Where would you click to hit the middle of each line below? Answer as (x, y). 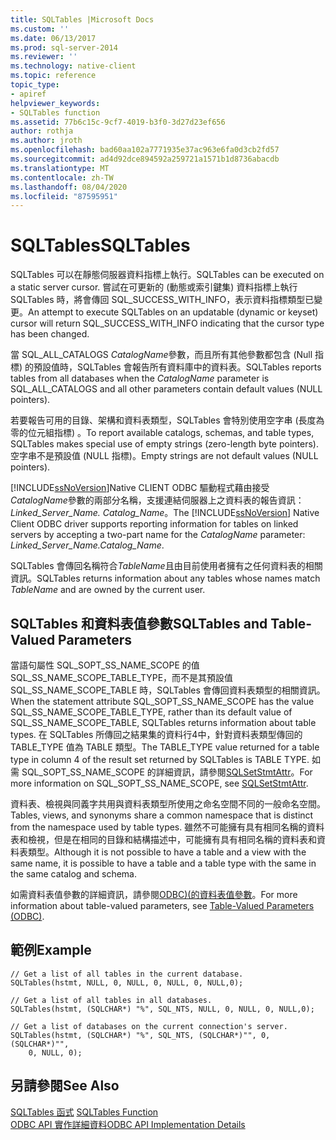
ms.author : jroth (46, 141)
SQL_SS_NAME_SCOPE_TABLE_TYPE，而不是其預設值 (122, 677)
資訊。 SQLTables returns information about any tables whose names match (165, 578)
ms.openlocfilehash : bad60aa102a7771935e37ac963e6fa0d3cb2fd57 (145, 150)
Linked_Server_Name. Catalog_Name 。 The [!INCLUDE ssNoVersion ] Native (165, 513)
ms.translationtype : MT (60, 168)
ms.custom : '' (40, 29)
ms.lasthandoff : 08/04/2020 (69, 187)
